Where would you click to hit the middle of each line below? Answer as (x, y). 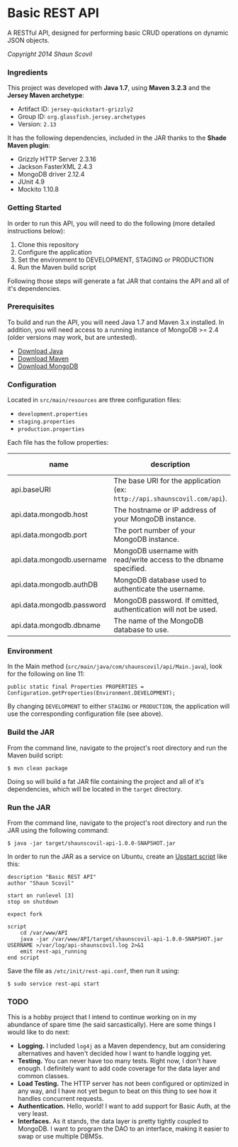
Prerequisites (31, 306)
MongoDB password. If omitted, (166, 601)
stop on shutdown (33, 902)
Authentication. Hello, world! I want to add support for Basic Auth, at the (124, 1106)
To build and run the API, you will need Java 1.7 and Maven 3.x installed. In (116, 322)
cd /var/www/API (44, 933)
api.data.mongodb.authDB (54, 584)
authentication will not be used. (165, 609)
